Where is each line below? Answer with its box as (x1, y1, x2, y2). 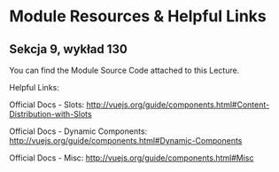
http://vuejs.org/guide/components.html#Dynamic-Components (9, 136, 243, 145)
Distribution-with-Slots (9, 109, 92, 119)
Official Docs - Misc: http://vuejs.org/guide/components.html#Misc (9, 152, 254, 163)
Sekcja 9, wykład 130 (9, 42, 128, 57)
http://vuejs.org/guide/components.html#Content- (86, 99, 270, 110)
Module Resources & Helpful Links (9, 6, 267, 27)
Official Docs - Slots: (9, 99, 85, 110)
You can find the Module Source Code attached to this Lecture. (9, 65, 240, 75)
